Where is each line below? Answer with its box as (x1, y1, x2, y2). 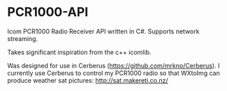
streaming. (7, 34, 38, 42)
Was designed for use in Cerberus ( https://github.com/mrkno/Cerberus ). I (7, 61, 220, 69)
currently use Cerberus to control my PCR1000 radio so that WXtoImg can (7, 69, 220, 77)
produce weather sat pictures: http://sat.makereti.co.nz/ (7, 76, 169, 84)
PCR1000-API (7, 4, 89, 20)
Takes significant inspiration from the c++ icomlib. (7, 48, 152, 56)
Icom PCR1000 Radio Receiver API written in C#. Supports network (7, 27, 200, 35)
